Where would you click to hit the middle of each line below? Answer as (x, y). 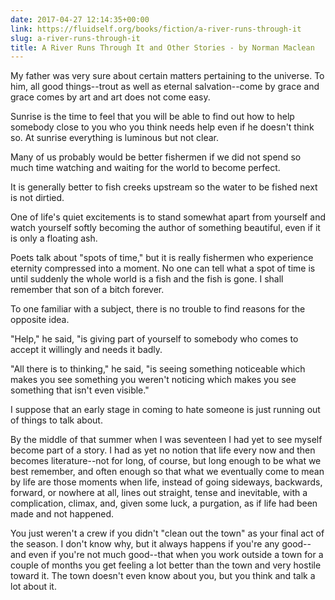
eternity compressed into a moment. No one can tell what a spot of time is (163, 268)
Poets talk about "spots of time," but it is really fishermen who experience (162, 258)
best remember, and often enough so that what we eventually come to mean (167, 472)
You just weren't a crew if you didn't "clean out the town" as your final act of (167, 533)
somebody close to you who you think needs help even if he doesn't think (162, 127)
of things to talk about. (56, 420)
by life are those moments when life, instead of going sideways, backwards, (166, 482)
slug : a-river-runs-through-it (75, 38)
